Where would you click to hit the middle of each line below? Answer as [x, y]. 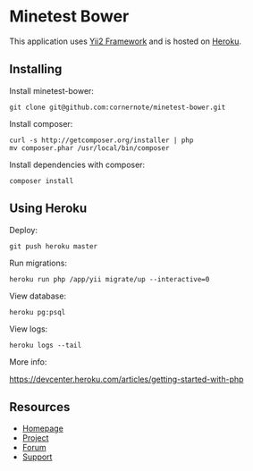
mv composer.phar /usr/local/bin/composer [89, 148]
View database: [38, 296]
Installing [36, 69]
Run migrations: [38, 263]
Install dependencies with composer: [77, 164]
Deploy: [24, 230]
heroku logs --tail [46, 345]
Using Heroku [48, 209]
